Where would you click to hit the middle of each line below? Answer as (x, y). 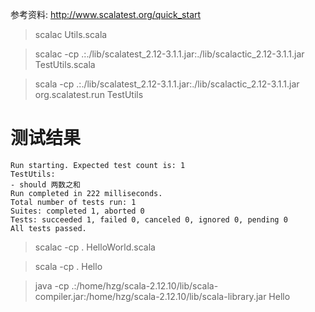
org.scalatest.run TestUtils (89, 94)
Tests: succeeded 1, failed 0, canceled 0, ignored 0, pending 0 (149, 219)
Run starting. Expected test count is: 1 (98, 165)
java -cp (52, 285)
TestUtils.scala (65, 64)
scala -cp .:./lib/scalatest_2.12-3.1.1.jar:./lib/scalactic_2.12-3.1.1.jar (167, 84)
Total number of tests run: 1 (73, 202)
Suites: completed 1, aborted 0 (77, 211)
